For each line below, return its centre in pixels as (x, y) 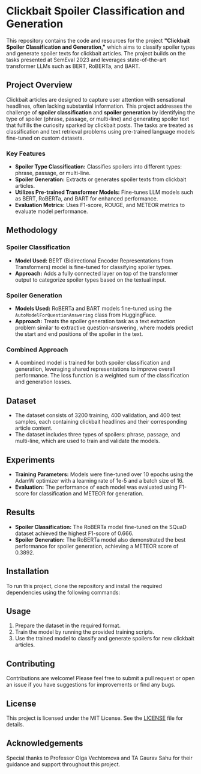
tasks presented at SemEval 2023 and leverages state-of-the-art (86, 60)
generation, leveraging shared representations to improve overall (95, 369)
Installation (28, 571)
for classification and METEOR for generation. (87, 493)
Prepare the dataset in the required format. (68, 626)
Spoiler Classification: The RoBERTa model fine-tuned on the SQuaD (101, 527)
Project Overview (39, 85)
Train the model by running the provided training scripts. (85, 632)
